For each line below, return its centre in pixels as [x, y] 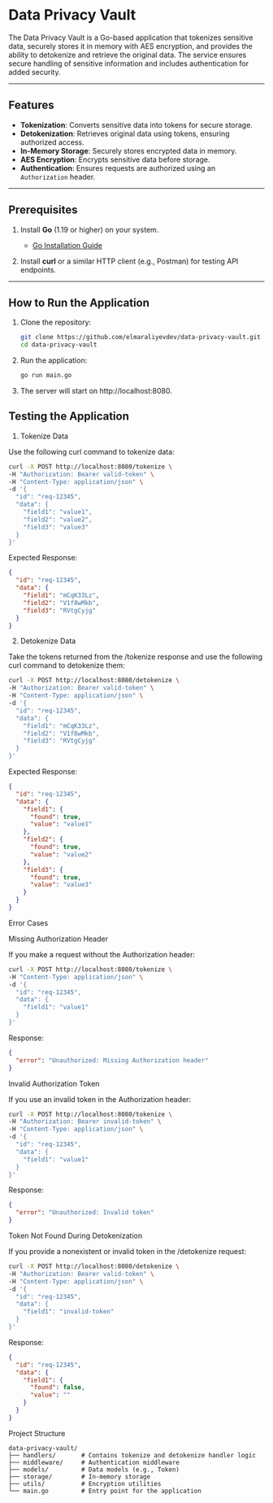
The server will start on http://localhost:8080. [96, 391]
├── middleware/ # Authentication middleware [94, 1462]
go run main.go [46, 376]
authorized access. [52, 142]
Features [31, 105]
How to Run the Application [79, 303]
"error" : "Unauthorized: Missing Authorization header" [112, 1060]
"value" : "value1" [61, 824]
